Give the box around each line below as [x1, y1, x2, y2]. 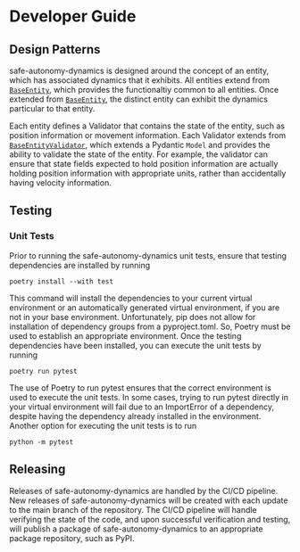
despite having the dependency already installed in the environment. [9, 410, 262, 421]
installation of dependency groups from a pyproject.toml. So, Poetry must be [9, 321, 292, 332]
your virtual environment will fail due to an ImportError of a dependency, [9, 401, 275, 412]
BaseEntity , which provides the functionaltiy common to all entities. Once [9, 85, 279, 95]
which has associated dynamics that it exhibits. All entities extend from [9, 75, 271, 86]
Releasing [9, 462, 66, 477]
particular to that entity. [9, 103, 96, 113]
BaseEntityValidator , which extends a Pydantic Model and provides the [9, 140, 271, 150]
